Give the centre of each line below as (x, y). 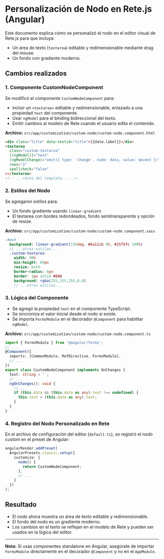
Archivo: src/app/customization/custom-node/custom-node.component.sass (80, 231)
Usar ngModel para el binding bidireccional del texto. (64, 118)
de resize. (22, 221)
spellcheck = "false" (29, 169)
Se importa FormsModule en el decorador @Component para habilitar (78, 319)
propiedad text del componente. (45, 113)
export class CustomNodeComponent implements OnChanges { (65, 370)
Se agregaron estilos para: (32, 201)
